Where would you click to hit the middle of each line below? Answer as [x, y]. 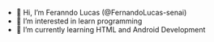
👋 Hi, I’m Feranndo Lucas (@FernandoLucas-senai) [101, 13]
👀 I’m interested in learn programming [79, 21]
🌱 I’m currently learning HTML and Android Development [111, 29]
